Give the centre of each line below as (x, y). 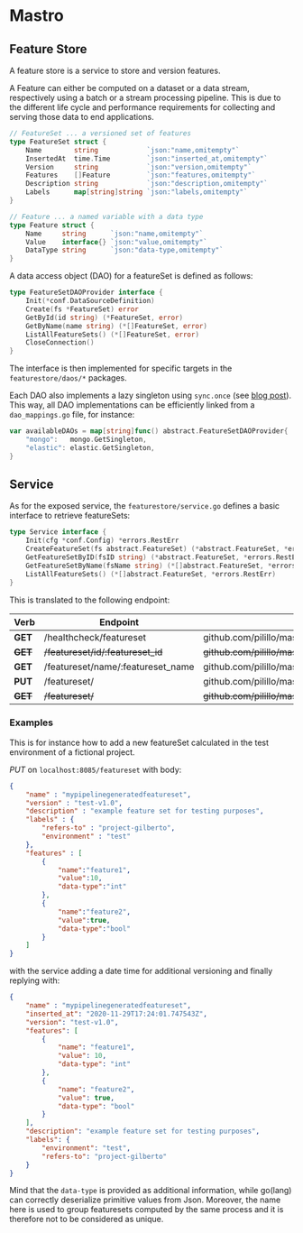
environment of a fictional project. (72, 752)
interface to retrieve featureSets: (70, 516)
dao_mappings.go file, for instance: (72, 415)
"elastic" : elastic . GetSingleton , (90, 447)
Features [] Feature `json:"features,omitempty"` (141, 175)
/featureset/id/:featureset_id (103, 652)
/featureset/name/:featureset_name (119, 667)
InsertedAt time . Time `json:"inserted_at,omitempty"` (147, 159)
